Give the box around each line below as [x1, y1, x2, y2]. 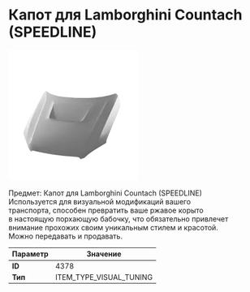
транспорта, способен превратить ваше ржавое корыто [8, 205, 205, 215]
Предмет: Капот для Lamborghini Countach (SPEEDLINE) [8, 188, 203, 198]
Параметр [11, 249, 49, 259]
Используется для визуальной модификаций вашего [8, 196, 192, 206]
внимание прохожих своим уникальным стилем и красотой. [8, 222, 219, 232]
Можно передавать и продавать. [8, 231, 123, 241]
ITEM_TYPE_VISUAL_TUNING [55, 272, 153, 281]
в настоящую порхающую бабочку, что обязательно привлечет [8, 213, 229, 224]
